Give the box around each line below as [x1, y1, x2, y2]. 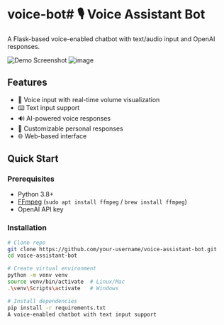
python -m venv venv [7, 272, 69, 279]
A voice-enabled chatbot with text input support [7, 311, 157, 318]
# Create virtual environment [7, 265, 97, 272]
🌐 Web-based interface [17, 131, 87, 140]
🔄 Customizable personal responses [17, 124, 123, 133]
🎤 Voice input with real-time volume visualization [17, 95, 160, 104]
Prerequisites [7, 174, 55, 184]
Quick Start [7, 153, 59, 165]
